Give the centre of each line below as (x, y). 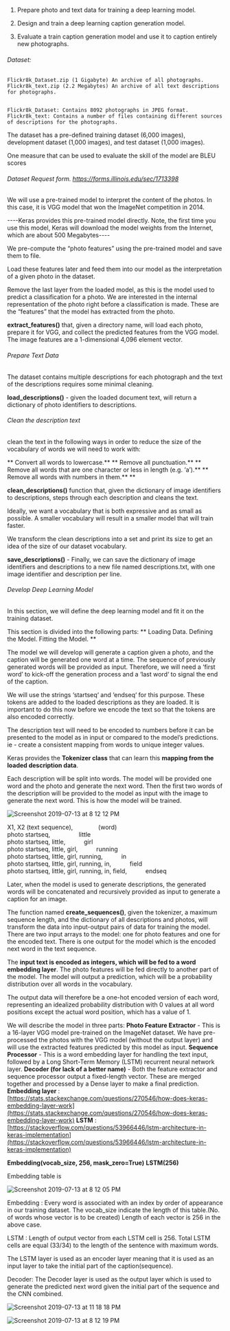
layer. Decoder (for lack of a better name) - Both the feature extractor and (112, 1069)
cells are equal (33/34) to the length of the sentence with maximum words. (113, 1245)
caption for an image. (37, 899)
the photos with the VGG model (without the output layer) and (126, 1040)
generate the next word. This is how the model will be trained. (94, 801)
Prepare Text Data (33, 355)
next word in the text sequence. (52, 949)
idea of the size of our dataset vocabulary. (67, 546)
